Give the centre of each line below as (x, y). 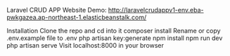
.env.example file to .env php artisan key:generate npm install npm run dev (115, 38)
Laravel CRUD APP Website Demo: (57, 10)
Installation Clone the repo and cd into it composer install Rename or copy (114, 31)
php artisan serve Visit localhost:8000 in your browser (85, 45)
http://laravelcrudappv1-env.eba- (156, 10)
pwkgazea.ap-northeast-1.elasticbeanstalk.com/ (77, 17)
